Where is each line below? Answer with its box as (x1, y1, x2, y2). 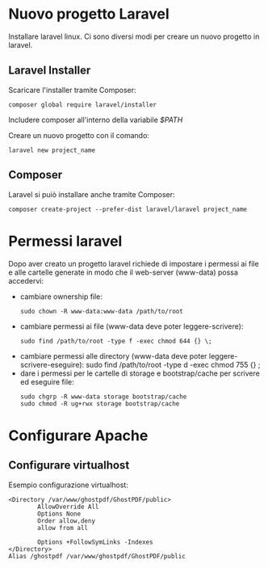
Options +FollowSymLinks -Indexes (37, 538, 153, 546)
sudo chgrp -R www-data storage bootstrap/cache (19, 393, 187, 401)
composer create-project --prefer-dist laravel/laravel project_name (8, 205, 248, 213)
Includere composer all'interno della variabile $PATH (8, 115, 183, 124)
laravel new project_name (8, 146, 95, 154)
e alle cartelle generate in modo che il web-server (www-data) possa (8, 267, 238, 277)
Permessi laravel (8, 232, 123, 250)
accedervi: (8, 276, 44, 285)
